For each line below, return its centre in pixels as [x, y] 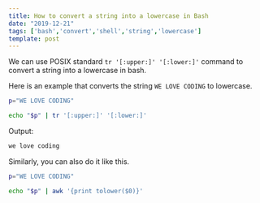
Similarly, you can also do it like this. [69, 161]
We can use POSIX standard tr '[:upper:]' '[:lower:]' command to [126, 62]
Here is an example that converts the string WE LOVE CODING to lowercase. [130, 86]
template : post [34, 39]
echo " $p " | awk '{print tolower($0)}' [76, 191]
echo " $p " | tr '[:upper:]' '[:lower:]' [78, 116]
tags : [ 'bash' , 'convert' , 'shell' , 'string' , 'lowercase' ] [105, 31]
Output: [21, 131]
